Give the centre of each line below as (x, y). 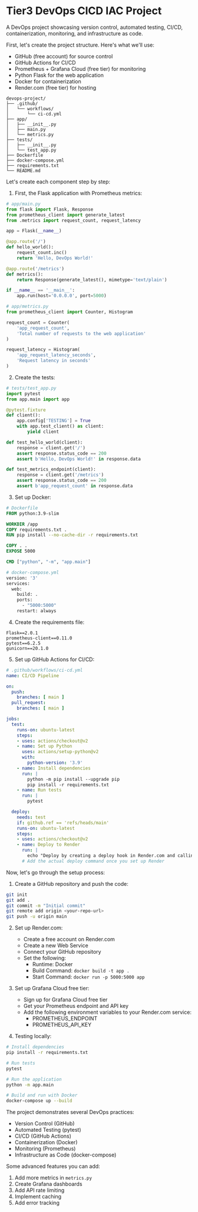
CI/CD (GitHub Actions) (43, 1136)
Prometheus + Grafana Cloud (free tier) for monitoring (80, 68)
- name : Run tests (39, 790)
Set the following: (45, 958)
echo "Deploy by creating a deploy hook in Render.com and (101, 856)
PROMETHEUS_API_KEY (62, 1025)
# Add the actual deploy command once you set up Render (93, 861)
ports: (25, 600)
